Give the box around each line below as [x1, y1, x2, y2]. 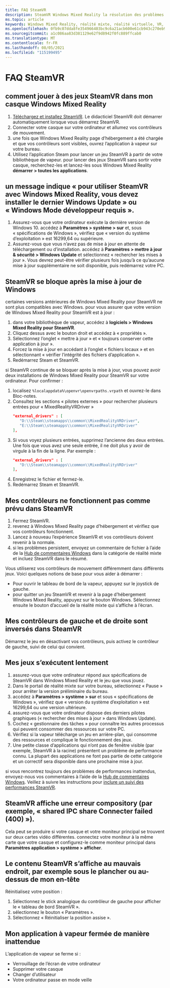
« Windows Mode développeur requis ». [5, 206, 135, 214]
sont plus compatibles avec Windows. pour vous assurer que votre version [5, 304, 161, 310]
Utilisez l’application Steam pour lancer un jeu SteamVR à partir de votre [12, 151, 163, 157]
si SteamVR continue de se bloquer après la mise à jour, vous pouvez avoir [5, 367, 161, 373]
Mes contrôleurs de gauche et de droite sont [5, 617, 148, 625]
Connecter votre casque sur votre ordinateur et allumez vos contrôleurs [12, 124, 162, 130]
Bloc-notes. [12, 393, 37, 399]
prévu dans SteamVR [5, 504, 73, 513]
